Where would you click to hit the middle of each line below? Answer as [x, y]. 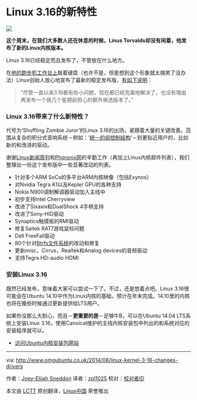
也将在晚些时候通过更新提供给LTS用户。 [54, 303]
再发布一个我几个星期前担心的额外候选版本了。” [77, 100]
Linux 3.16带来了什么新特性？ [48, 116]
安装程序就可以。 [27, 330]
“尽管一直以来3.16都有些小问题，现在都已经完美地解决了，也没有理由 [103, 92]
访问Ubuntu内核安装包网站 [47, 343]
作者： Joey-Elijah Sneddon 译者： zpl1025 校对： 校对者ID [75, 378]
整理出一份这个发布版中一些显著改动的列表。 [60, 165]
